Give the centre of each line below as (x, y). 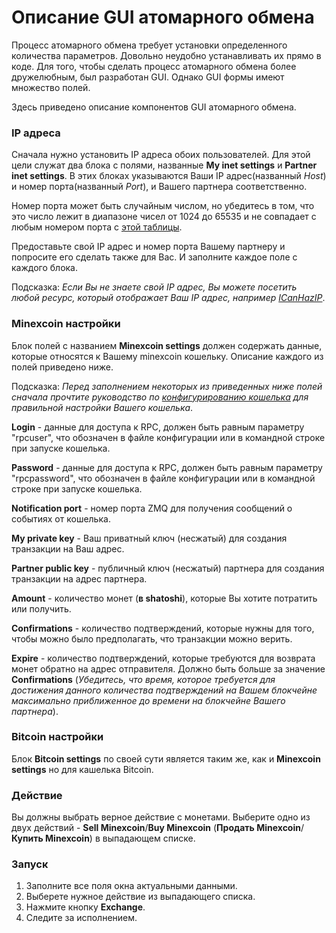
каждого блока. (45, 268)
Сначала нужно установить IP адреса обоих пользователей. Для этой (161, 155)
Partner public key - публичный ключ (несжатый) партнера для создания (168, 568)
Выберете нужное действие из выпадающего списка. (140, 897)
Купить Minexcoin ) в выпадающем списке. (103, 838)
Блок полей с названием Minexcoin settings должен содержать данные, (167, 345)
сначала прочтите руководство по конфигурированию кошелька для (160, 397)
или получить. (41, 608)
